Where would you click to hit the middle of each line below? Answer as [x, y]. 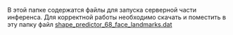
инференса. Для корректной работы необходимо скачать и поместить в [117, 17]
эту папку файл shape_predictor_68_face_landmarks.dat [90, 24]
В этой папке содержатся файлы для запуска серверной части [102, 10]
